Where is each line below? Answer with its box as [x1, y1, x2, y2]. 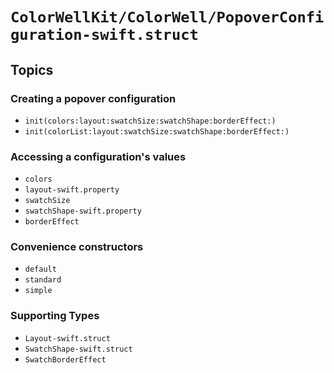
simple [24, 286, 53, 296]
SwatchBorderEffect [24, 354, 107, 365]
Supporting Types [10, 309, 100, 323]
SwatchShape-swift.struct [24, 344, 133, 354]
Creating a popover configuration [10, 91, 177, 105]
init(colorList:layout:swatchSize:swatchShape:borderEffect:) [24, 126, 290, 137]
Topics [10, 61, 54, 78]
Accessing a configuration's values [10, 149, 187, 163]
